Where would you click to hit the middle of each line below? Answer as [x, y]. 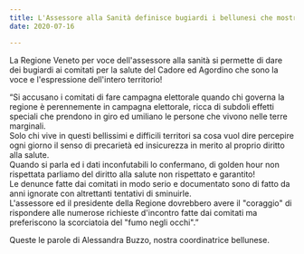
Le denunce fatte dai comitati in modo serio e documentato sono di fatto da [150, 183]
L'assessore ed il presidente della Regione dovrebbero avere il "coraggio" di [151, 203]
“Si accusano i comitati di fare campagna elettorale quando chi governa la [147, 97]
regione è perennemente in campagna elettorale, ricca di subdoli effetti [142, 106]
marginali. [28, 126]
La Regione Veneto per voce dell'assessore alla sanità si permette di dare [146, 60]
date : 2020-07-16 [42, 26]
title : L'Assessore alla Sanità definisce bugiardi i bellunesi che [141, 18]
